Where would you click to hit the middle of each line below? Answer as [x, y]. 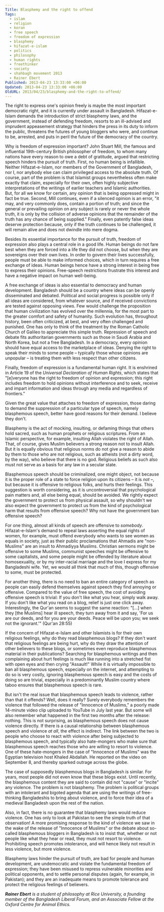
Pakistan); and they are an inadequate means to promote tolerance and [77, 879]
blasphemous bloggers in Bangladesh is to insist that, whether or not [88, 834]
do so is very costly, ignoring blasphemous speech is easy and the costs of [81, 675]
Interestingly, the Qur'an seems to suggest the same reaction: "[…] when [78, 608]
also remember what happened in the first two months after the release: [78, 715]
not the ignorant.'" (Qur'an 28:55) [39, 624]
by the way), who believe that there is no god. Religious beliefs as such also [82, 459]
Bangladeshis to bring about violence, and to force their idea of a [88, 798]
